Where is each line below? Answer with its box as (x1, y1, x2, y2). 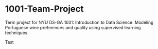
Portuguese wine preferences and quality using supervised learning (5, 24, 141, 30)
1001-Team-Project (5, 3, 84, 15)
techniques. (5, 30, 29, 35)
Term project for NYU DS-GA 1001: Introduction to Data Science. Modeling (5, 19, 154, 25)
